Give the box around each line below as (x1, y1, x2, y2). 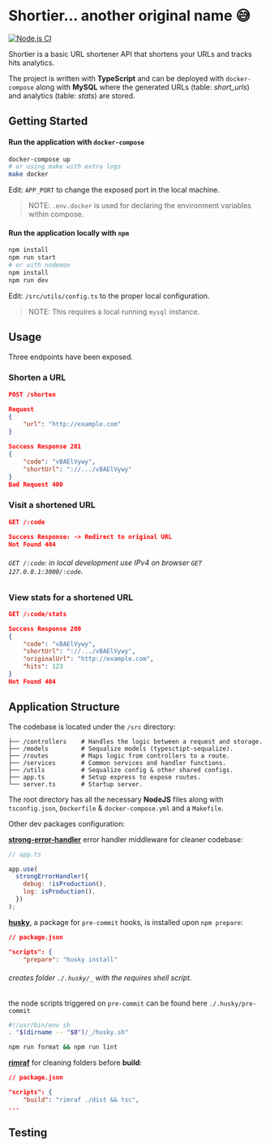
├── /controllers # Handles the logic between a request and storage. (8, 737, 264, 745)
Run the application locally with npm (8, 228, 130, 237)
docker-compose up (8, 155, 71, 163)
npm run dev (8, 276, 49, 285)
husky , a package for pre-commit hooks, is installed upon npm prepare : (8, 917, 243, 927)
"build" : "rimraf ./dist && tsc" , (23, 1096, 139, 1104)
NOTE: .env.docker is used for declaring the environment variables (28, 201, 251, 211)
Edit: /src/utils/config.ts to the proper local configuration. (8, 291, 210, 301)
